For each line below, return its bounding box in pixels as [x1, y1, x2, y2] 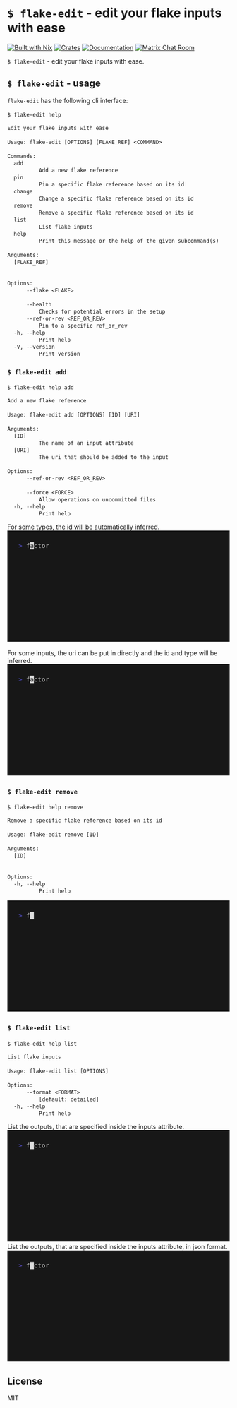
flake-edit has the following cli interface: [7, 96, 128, 105]
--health [25, 301, 52, 308]
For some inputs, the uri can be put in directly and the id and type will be [7, 649, 218, 657]
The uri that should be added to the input [38, 454, 169, 461]
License [7, 1376, 43, 1388]
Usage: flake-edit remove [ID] [7, 831, 99, 838]
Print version [38, 350, 80, 357]
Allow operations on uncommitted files [38, 496, 157, 503]
